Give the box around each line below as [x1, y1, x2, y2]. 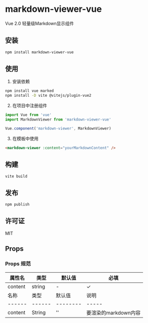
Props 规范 [5, 260, 31, 267]
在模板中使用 [12, 135, 38, 141]
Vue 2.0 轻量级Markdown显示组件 [5, 20, 74, 26]
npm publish [5, 202, 30, 207]
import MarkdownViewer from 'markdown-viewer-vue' [5, 117, 111, 122]
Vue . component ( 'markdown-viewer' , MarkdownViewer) [5, 126, 111, 131]
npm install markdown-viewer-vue [5, 49, 74, 55]
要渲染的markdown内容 [86, 309, 141, 316]
